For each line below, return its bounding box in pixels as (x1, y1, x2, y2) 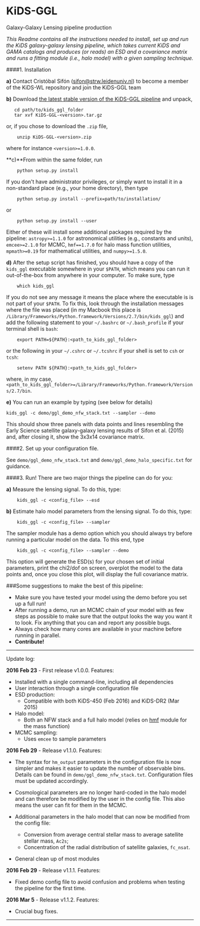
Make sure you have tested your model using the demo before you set (14, 593, 187, 601)
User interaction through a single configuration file (14, 684, 139, 692)
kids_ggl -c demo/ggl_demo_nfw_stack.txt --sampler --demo (6, 410, 156, 416)
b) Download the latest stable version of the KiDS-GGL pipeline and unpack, (6, 95, 193, 102)
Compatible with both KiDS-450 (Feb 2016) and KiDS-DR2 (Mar (23, 697, 180, 704)
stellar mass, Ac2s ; (23, 837, 69, 844)
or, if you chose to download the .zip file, (6, 122, 108, 129)
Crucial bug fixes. (14, 908, 58, 915)
